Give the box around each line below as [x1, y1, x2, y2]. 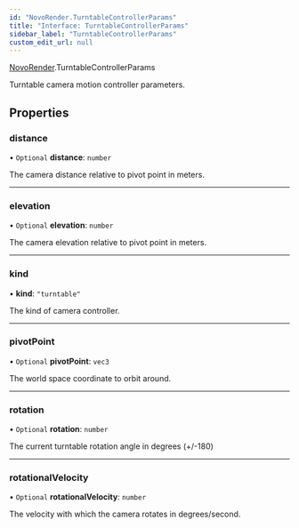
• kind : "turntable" [9, 288, 82, 299]
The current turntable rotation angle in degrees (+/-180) [9, 441, 214, 452]
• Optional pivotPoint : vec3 [9, 356, 109, 366]
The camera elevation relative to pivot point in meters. [9, 237, 207, 248]
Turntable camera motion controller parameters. [9, 79, 185, 90]
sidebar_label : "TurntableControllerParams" [9, 29, 177, 38]
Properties [9, 105, 69, 120]
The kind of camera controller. [9, 305, 120, 316]
